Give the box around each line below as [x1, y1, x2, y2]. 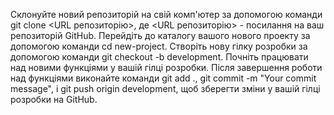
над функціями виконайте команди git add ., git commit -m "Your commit [10, 72, 317, 84]
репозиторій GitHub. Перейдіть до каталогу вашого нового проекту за [10, 30, 311, 41]
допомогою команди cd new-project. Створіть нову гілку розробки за [10, 40, 308, 52]
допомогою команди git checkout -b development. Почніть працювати [10, 51, 309, 63]
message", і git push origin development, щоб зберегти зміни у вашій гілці [10, 83, 321, 94]
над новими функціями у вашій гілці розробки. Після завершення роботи [10, 62, 323, 73]
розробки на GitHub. [10, 94, 98, 105]
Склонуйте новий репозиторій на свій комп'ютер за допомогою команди [10, 9, 323, 20]
